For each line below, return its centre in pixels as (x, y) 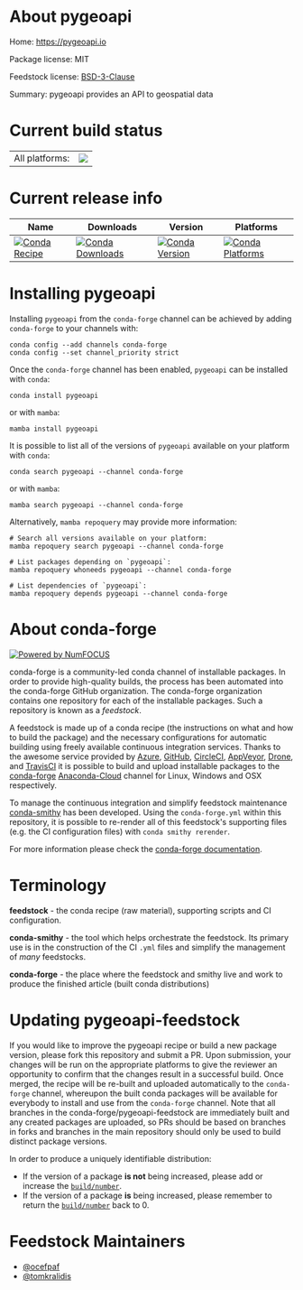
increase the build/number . (72, 1185)
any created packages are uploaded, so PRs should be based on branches (148, 1122)
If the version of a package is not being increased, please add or (142, 1176)
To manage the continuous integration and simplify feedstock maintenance (148, 803)
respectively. (33, 785)
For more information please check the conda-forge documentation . (136, 849)
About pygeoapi (71, 17)
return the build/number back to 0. (86, 1205)
